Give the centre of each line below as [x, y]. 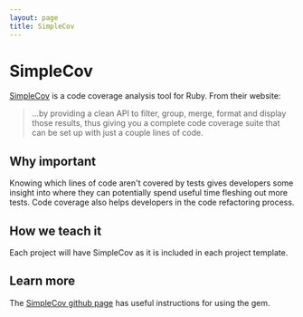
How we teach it [56, 231]
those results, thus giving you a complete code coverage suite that [156, 123]
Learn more [43, 281]
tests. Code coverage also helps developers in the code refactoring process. [152, 202]
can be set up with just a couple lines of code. [117, 133]
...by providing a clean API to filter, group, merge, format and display [159, 113]
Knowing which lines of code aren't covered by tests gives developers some [151, 183]
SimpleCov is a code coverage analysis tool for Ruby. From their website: [145, 96]
